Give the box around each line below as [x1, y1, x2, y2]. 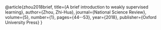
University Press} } [5, 19, 43, 25]
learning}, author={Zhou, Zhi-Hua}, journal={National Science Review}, [5, 9, 146, 15]
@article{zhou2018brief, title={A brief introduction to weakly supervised [5, 4, 148, 10]
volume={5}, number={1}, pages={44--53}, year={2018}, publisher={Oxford [5, 15, 157, 20]
